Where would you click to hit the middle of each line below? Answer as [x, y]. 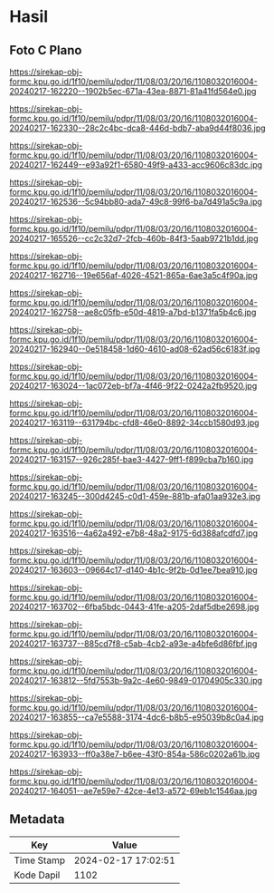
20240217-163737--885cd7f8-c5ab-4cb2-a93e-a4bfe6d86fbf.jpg [133, 644]
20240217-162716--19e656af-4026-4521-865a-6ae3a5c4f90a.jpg [133, 275]
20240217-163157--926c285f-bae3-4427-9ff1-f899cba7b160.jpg [132, 459]
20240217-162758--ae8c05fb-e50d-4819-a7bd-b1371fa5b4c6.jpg [133, 312]
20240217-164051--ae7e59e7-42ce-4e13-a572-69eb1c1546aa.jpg [133, 791]
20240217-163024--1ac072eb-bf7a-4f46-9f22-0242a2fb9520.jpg [133, 386]
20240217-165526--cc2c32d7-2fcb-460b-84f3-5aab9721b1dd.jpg [134, 238]
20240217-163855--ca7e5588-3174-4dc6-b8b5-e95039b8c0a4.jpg [137, 717]
